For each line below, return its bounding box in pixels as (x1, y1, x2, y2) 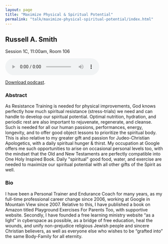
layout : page (5, 7, 33, 12)
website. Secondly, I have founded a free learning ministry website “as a (5, 212, 154, 218)
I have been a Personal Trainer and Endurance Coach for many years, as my (5, 190, 162, 196)
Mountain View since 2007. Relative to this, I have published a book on (5, 201, 150, 207)
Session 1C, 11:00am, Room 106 (5, 48, 70, 54)
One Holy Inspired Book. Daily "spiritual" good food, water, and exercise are (5, 156, 162, 162)
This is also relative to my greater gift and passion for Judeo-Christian (5, 135, 150, 141)
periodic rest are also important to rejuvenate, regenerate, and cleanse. (5, 119, 152, 125)
